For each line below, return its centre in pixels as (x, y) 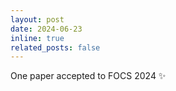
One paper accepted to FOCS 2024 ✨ (88, 76)
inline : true (37, 38)
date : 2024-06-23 (46, 29)
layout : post (37, 19)
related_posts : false (55, 47)
